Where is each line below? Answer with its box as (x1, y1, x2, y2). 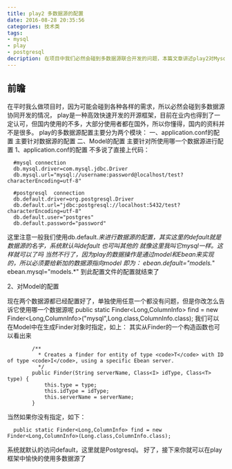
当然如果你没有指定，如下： (7, 412, 86, 421)
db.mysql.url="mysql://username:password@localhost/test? (13, 171, 184, 178)
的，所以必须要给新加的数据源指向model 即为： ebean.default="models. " (7, 259, 215, 267)
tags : (7, 29, 23, 37)
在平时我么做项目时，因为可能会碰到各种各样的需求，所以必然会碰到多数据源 (7, 102, 225, 111)
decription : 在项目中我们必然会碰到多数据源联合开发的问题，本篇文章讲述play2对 (7, 55, 214, 62)
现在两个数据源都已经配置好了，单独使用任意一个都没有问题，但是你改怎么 (7, 297, 219, 305)
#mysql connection (13, 159, 67, 166)
